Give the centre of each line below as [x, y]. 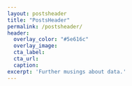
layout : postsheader [37, 14]
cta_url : [26, 59]
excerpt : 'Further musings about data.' [67, 71]
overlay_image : [36, 46]
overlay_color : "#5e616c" [51, 40]
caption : [26, 65]
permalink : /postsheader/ [45, 26]
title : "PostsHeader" [39, 20]
